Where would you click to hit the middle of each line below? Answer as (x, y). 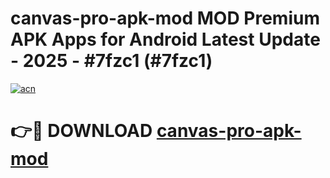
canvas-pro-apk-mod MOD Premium (165, 18)
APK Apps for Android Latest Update (165, 39)
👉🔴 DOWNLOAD (81, 131)
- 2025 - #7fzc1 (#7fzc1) (111, 61)
